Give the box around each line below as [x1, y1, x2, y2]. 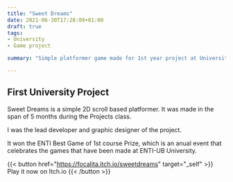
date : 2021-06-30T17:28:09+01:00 [7, 17, 104, 24]
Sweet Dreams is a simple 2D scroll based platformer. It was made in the [7, 104, 214, 113]
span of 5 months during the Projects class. [7, 112, 132, 120]
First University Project [7, 87, 110, 98]
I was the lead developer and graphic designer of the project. [7, 125, 182, 134]
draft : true [7, 23, 42, 30]
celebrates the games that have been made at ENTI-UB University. [7, 146, 198, 154]
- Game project [7, 42, 51, 49]
